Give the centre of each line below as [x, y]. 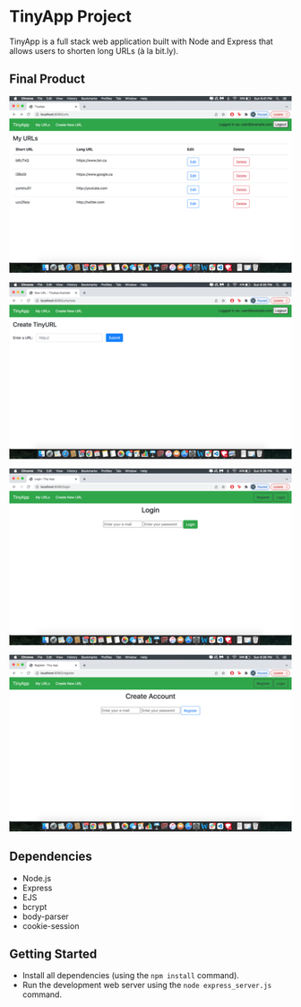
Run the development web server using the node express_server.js [147, 985]
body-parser [45, 916]
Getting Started [53, 954]
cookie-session [51, 925]
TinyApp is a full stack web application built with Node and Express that [141, 41]
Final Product [47, 79]
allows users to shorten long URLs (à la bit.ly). [94, 50]
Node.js [37, 878]
